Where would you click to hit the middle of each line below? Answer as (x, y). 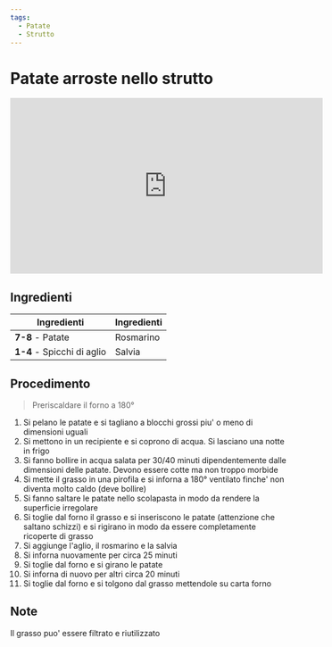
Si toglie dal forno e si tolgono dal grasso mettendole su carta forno (147, 583)
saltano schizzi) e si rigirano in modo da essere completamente (140, 527)
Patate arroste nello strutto (112, 78)
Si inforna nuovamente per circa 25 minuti (100, 555)
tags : (20, 17)
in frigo (36, 451)
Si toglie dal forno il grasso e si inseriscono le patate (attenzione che (149, 517)
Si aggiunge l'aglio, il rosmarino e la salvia (100, 545)
